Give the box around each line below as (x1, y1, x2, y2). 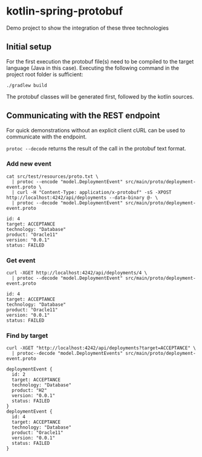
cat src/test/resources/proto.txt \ (6, 173, 99, 180)
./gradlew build (6, 82, 47, 88)
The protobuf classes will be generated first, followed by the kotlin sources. (6, 92, 195, 100)
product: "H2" (11, 387, 47, 394)
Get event (6, 256, 36, 264)
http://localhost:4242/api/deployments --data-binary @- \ (6, 195, 158, 201)
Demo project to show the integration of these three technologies (6, 24, 169, 31)
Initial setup (6, 42, 52, 52)
